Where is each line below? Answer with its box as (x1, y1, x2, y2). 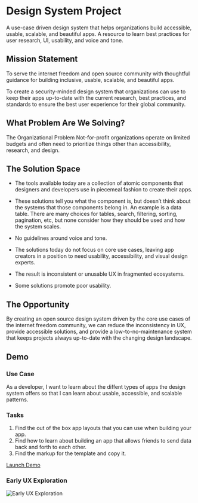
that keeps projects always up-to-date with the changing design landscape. (6, 334, 192, 342)
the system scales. (14, 223, 61, 230)
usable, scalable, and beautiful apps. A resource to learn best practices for (6, 30, 190, 37)
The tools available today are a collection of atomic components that (14, 179, 183, 187)
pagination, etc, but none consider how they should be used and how (14, 217, 185, 224)
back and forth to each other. (14, 444, 87, 451)
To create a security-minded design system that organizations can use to (6, 88, 186, 95)
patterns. (6, 396, 29, 403)
